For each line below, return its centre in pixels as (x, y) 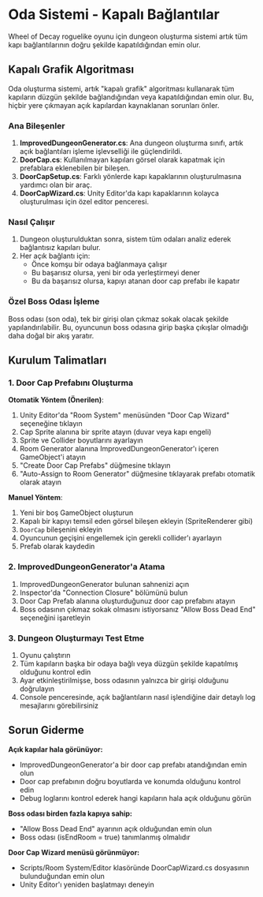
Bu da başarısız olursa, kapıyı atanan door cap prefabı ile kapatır (135, 281)
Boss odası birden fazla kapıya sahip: (70, 813)
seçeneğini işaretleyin (55, 618)
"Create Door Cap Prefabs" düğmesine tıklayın (95, 465)
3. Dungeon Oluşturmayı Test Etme (76, 638)
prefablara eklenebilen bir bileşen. (75, 168)
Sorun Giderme (46, 730)
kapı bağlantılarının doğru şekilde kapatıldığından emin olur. (104, 44)
